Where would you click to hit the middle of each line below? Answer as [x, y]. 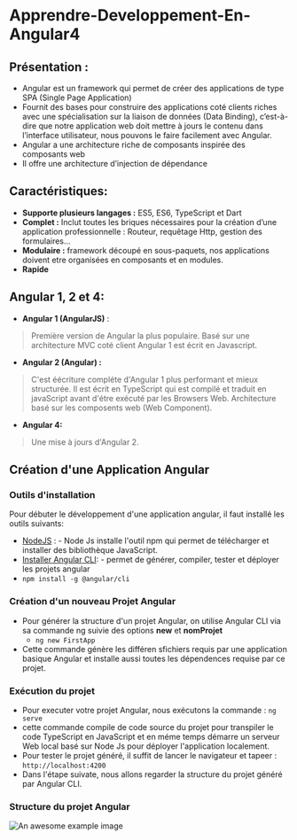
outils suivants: [37, 524]
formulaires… [46, 241]
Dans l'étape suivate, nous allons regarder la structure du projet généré [152, 774]
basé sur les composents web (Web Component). [121, 408]
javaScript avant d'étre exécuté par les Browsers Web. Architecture [153, 398]
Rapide [35, 269]
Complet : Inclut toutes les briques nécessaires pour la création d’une [149, 222]
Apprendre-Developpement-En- [130, 16]
